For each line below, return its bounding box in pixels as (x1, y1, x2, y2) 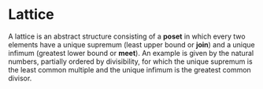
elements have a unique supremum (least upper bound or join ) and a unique (8, 39, 256, 49)
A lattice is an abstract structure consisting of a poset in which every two (8, 32, 246, 41)
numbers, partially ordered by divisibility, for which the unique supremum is (8, 57, 254, 66)
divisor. (8, 73, 32, 83)
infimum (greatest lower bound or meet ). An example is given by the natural (8, 48, 254, 57)
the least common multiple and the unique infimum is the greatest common (8, 65, 252, 74)
